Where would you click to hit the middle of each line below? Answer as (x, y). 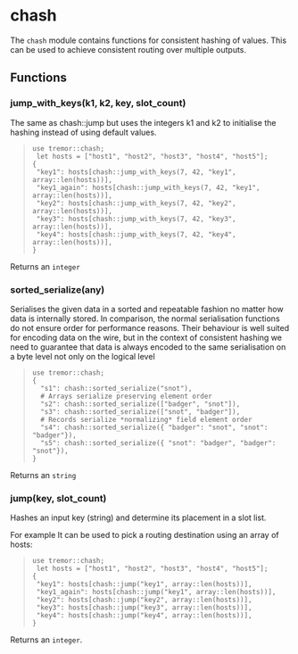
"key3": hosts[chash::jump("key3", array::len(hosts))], (144, 608)
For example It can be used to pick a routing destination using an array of (145, 535)
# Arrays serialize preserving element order (126, 396)
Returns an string (43, 475)
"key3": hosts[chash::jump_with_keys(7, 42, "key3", (136, 219)
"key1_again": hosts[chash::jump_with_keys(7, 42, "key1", (148, 187)
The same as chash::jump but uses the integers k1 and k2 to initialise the (143, 122)
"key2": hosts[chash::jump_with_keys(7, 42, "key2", (136, 203)
